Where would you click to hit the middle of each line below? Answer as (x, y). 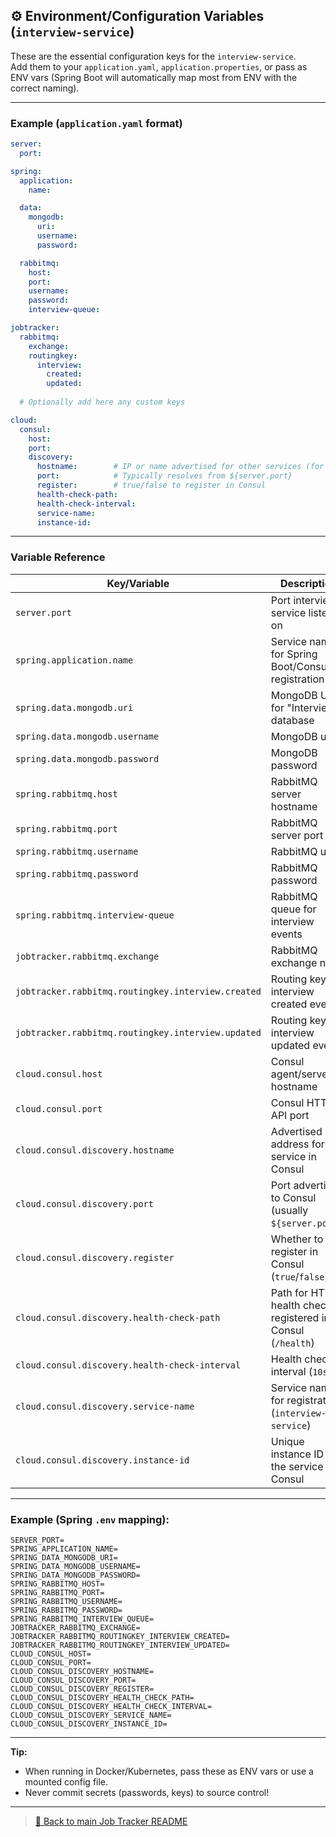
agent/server (301, 1074)
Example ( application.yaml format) (96, 123)
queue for (293, 909)
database (292, 720)
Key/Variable (138, 583)
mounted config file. (66, 1782)
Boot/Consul (300, 666)
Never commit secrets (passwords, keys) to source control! (147, 1793)
